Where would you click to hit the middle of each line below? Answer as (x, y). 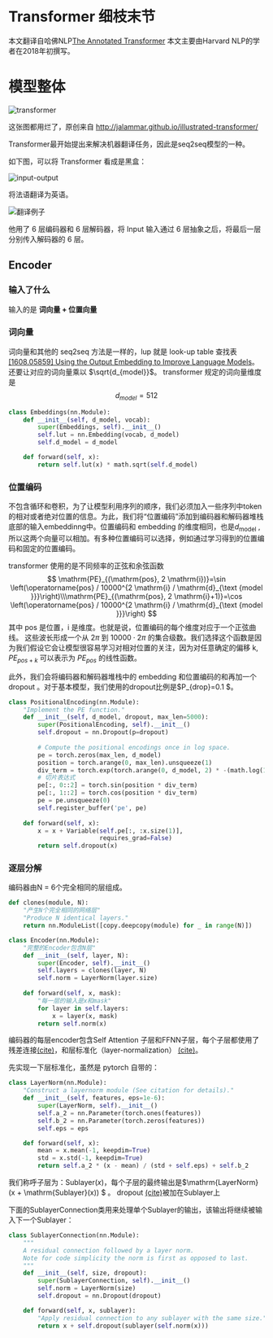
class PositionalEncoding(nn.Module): (74, 702)
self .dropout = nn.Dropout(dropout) (100, 1296)
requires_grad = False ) (136, 838)
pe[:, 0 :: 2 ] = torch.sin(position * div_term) (118, 785)
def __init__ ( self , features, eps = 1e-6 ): (94, 1098)
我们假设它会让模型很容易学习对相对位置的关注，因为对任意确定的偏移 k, (136, 647)
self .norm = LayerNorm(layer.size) (98, 978)
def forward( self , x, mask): (72, 994)
